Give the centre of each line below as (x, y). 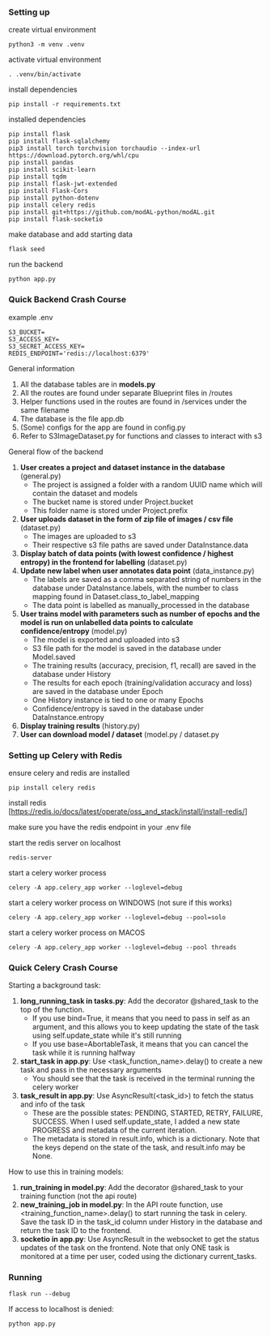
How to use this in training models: (66, 1172)
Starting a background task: (55, 985)
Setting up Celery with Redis (66, 755)
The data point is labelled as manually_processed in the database (141, 605)
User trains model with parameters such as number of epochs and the (140, 614)
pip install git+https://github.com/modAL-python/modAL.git (112, 212)
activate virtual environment (55, 60)
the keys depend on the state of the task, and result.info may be (139, 1148)
